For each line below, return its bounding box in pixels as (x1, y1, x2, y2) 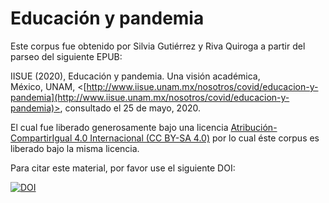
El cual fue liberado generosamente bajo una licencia (10, 121, 229, 133)
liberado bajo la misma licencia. (10, 142, 140, 154)
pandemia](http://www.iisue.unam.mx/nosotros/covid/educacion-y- (10, 91, 290, 103)
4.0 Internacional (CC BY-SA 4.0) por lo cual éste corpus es (74, 132, 320, 144)
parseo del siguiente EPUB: (10, 50, 123, 62)
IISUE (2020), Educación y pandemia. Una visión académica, (10, 70, 261, 82)
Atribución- (230, 121, 278, 133)
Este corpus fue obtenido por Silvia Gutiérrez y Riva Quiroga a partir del (10, 40, 306, 52)
